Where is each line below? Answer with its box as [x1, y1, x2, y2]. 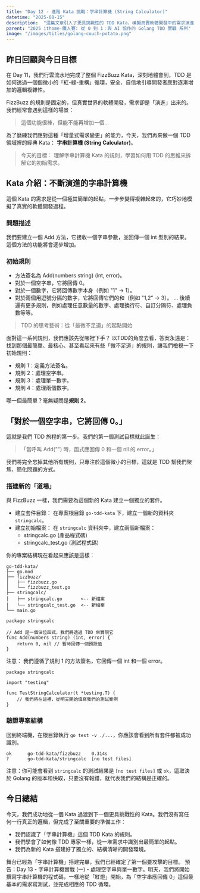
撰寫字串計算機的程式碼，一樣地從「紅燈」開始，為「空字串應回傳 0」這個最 [6, 873, 193, 880]
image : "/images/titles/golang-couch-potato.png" [6, 31, 132, 37]
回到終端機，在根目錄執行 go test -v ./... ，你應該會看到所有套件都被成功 [6, 731, 192, 738]
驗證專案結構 [6, 717, 43, 725]
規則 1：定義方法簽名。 [14, 362, 71, 369]
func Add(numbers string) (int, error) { [6, 635, 111, 641]
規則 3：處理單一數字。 [14, 377, 73, 384]
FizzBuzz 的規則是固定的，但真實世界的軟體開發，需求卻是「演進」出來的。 [6, 99, 192, 106]
